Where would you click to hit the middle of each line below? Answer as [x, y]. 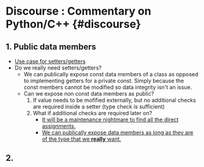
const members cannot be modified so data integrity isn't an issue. [108, 87]
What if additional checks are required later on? [93, 113]
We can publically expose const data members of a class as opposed [111, 74]
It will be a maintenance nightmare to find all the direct [110, 119]
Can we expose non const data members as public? [89, 94]
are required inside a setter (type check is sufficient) [99, 107]
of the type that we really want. [82, 139]
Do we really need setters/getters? [58, 68]
